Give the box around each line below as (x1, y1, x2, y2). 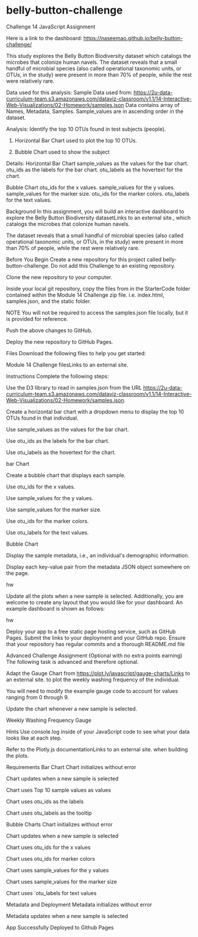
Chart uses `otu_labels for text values (6, 889, 97, 896)
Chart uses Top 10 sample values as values (6, 786, 111, 793)
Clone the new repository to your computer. (6, 273, 112, 281)
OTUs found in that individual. (6, 414, 79, 422)
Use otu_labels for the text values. (6, 529, 89, 536)
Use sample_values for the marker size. (6, 506, 102, 513)
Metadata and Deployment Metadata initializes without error (6, 901, 152, 908)
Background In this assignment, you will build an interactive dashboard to (6, 207, 184, 215)
